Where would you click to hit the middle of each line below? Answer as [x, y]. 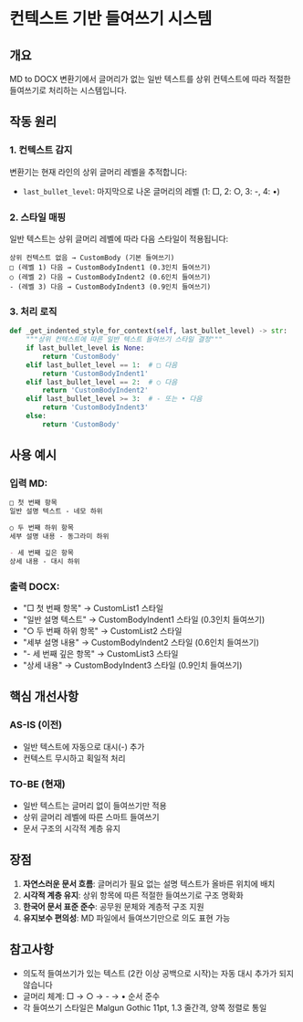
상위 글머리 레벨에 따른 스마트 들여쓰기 [91, 817]
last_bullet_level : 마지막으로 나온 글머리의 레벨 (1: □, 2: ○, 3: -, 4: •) [151, 191]
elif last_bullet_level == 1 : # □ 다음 [102, 365]
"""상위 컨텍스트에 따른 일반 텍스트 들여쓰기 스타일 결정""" [125, 340]
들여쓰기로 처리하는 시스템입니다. [68, 90]
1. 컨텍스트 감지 [41, 150]
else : [37, 416]
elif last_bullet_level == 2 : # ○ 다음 [102, 382]
